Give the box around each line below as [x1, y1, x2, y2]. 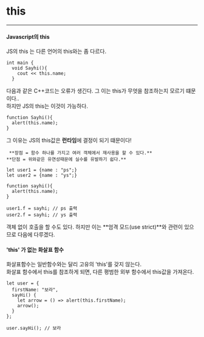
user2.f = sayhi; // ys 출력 [6, 212, 78, 218]
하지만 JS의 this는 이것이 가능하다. [6, 102, 88, 110]
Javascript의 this [6, 33, 50, 40]
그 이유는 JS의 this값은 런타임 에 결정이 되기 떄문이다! [6, 137, 132, 144]
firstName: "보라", [12, 287, 59, 293]
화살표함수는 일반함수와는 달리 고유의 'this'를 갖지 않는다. [6, 260, 141, 268]
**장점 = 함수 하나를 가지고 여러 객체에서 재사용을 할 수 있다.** [8, 150, 153, 156]
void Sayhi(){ [12, 65, 47, 71]
